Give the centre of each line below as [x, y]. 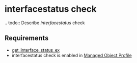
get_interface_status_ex [36, 50]
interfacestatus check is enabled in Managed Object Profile [72, 55]
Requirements [27, 38]
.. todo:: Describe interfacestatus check [45, 23]
